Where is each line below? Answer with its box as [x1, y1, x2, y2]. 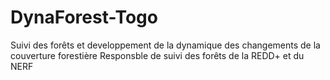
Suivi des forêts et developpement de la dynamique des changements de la [10, 39, 321, 51]
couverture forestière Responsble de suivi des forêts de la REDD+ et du [10, 49, 305, 61]
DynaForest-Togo [10, 6, 158, 29]
